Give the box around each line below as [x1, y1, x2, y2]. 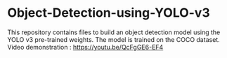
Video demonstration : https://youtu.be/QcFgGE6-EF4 [7, 43, 164, 51]
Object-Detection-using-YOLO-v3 [7, 5, 210, 21]
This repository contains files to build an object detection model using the [7, 28, 221, 36]
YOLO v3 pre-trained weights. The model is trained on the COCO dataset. [7, 35, 220, 43]
